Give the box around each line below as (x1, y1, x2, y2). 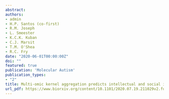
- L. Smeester (5, 30, 35, 35)
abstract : (5, 7, 26, 12)
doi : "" (5, 58, 22, 63)
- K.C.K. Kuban (5, 35, 37, 40)
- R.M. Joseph (5, 26, 35, 31)
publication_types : (5, 72, 46, 77)
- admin (5, 16, 22, 21)
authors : (5, 12, 24, 17)
